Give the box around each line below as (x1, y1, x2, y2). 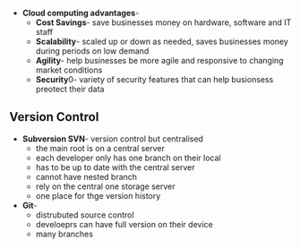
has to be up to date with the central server (35, 161, 195, 173)
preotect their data (35, 84, 105, 94)
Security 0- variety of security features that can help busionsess (35, 74, 274, 84)
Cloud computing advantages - (21, 8, 140, 18)
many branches (35, 228, 94, 239)
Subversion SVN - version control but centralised (21, 133, 204, 144)
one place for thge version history (35, 190, 161, 201)
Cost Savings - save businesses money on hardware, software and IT (35, 17, 292, 28)
